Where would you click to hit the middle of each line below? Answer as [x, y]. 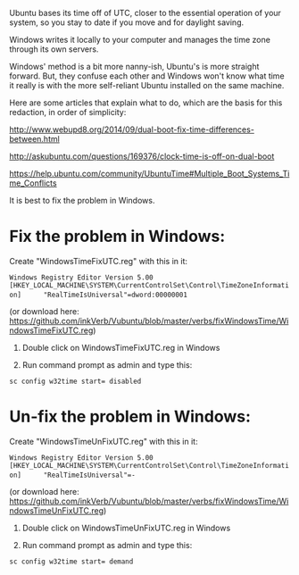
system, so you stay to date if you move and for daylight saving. [126, 22]
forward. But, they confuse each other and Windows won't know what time [147, 76]
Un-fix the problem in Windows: [130, 417]
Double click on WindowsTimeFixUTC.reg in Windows [121, 347]
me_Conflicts [33, 183]
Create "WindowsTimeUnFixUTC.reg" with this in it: [104, 441]
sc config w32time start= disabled [75, 381]
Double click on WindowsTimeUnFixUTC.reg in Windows [126, 528]
